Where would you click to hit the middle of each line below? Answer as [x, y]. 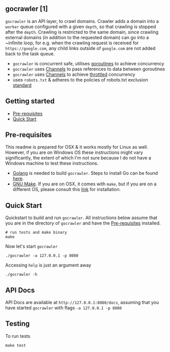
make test [16, 345]
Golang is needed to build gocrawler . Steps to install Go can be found [85, 173]
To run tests [18, 336]
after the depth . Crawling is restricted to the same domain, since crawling [82, 32]
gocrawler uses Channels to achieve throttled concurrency [74, 74]
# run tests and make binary [36, 233]
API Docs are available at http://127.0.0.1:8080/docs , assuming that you [82, 303]
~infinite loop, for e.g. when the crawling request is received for [72, 43]
